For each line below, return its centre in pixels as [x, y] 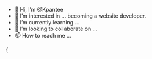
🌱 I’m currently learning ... [47, 22]
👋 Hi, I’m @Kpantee [39, 9]
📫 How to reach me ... [43, 36]
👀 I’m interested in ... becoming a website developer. [80, 16]
